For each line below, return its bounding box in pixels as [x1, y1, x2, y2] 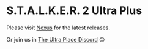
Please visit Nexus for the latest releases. [6, 24, 111, 31]
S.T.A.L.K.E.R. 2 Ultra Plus [6, 4, 142, 18]
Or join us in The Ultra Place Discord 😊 [6, 36, 105, 43]
